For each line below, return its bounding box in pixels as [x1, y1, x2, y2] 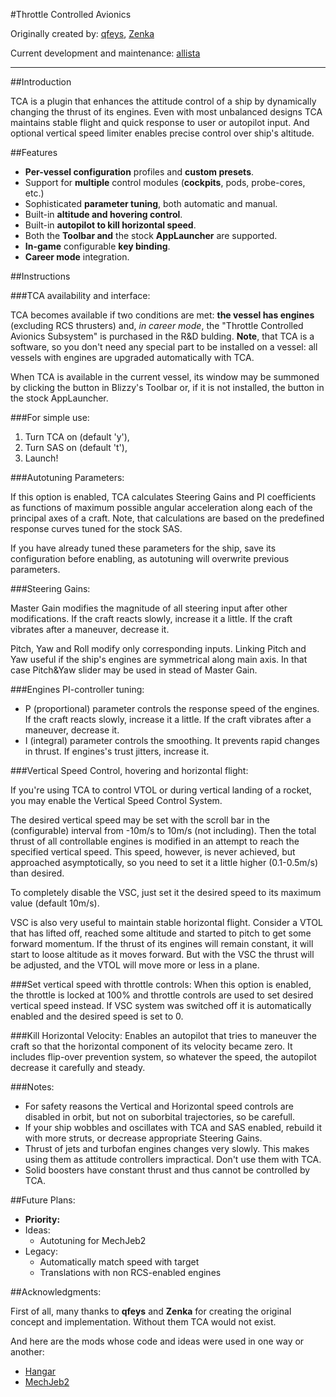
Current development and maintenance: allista [10, 47, 201, 59]
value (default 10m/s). [10, 897, 100, 909]
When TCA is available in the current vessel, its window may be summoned [10, 371, 320, 383]
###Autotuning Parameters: [10, 472, 125, 483]
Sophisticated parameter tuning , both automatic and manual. [24, 198, 278, 209]
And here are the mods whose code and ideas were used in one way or [10, 1335, 305, 1347]
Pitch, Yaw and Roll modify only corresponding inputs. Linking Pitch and [10, 643, 307, 654]
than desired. [10, 867, 65, 879]
